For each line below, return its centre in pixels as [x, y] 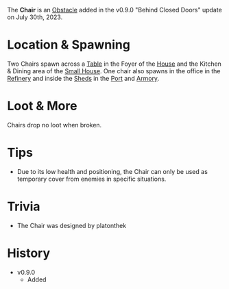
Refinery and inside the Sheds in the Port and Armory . [83, 78]
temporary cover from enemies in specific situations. [92, 179]
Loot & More [42, 106]
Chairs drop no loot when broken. [55, 125]
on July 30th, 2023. [35, 17]
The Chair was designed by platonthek [72, 225]
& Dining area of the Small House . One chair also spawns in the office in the [114, 71]
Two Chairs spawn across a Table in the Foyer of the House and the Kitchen [114, 64]
